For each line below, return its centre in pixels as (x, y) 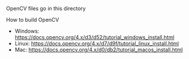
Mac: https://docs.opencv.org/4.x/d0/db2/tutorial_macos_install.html (99, 50)
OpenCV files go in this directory (46, 8)
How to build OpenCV (33, 20)
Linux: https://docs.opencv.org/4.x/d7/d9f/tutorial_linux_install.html (97, 44)
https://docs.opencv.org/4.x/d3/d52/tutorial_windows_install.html (94, 37)
